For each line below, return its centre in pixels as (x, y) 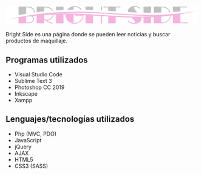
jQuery (23, 147)
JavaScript (28, 140)
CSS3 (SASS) (31, 166)
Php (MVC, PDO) (35, 134)
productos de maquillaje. (37, 41)
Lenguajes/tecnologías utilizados (70, 119)
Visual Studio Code (39, 74)
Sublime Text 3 (33, 81)
